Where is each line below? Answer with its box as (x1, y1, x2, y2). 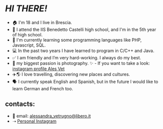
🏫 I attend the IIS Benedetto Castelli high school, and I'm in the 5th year (12, 26, 156, 32)
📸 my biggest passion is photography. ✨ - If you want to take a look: (12, 60, 150, 66)
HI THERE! (5, 3, 48, 14)
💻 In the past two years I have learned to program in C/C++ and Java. (12, 48, 155, 53)
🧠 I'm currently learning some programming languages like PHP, (12, 37, 142, 43)
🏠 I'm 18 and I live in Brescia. (12, 19, 72, 25)
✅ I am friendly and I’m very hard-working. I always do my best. (12, 54, 141, 60)
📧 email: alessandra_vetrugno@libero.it (12, 113, 91, 119)
